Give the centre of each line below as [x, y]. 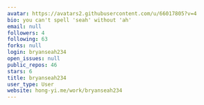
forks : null [24, 46]
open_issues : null [34, 59]
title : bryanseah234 [37, 78]
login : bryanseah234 [37, 52]
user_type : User [31, 84]
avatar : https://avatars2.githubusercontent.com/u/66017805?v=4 [102, 13]
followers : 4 [26, 33]
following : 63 [28, 39]
